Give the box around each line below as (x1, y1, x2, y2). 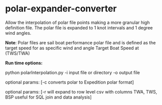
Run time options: (5, 60, 43, 66)
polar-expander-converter (5, 3, 117, 14)
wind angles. (5, 30, 31, 36)
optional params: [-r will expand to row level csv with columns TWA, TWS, (5, 89, 158, 95)
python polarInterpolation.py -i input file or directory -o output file (5, 69, 140, 75)
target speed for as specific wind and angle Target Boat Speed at (5, 45, 139, 51)
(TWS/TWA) (5, 50, 30, 56)
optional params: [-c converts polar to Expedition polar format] (5, 79, 134, 85)
